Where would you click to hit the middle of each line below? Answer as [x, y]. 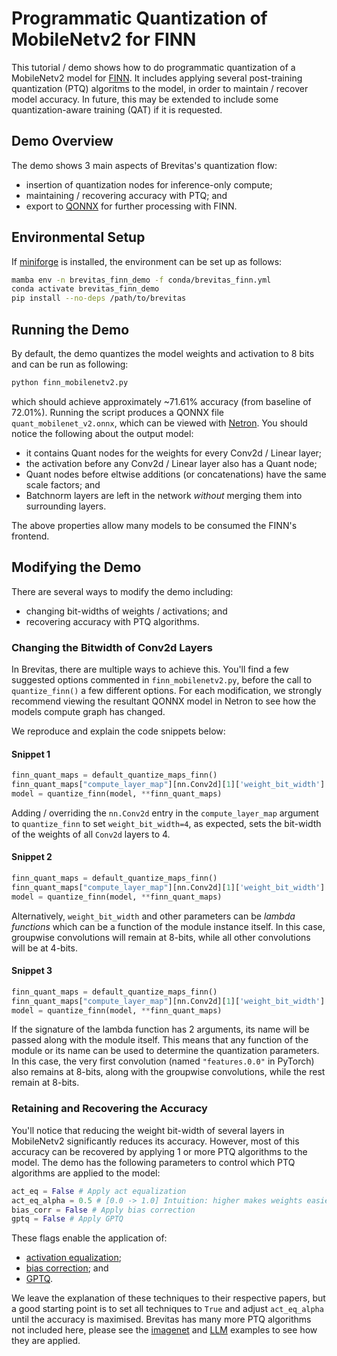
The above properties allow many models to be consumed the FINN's [154, 525]
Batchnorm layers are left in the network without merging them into [164, 495]
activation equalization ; [73, 1258]
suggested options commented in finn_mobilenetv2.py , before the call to [162, 679]
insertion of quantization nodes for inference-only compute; [149, 184]
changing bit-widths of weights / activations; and [126, 611]
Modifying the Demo [76, 567]
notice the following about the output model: [102, 433]
